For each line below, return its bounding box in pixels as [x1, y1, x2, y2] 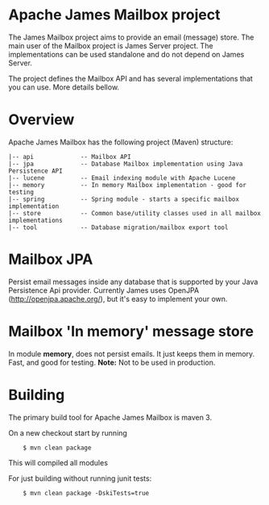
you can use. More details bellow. [8, 82, 119, 92]
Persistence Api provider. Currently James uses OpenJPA [8, 285, 200, 295]
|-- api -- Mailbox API [8, 152, 131, 161]
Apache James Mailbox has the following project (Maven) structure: [8, 137, 234, 147]
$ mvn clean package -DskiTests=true [23, 489, 150, 497]
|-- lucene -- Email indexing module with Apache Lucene [8, 173, 236, 182]
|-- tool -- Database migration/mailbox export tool [8, 223, 229, 232]
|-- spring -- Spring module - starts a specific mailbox [8, 195, 240, 203]
